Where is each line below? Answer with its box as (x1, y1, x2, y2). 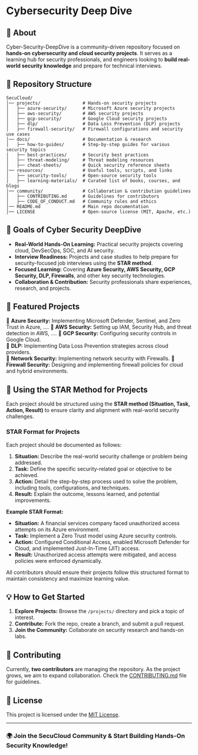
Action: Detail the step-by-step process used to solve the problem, (14, 478, 178, 485)
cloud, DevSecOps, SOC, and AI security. (14, 247, 115, 254)
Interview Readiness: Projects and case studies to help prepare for (14, 253, 179, 260)
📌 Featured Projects (6, 302, 80, 312)
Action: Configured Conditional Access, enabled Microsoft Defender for (14, 538, 190, 545)
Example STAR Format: (6, 508, 64, 515)
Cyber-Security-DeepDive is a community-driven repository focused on (6, 43, 180, 50)
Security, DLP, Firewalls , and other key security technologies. (14, 272, 166, 279)
